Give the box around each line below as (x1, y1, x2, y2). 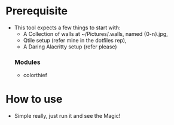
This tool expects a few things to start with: (14, 24, 121, 31)
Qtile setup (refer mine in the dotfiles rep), (23, 36, 127, 44)
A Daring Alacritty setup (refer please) (23, 43, 117, 50)
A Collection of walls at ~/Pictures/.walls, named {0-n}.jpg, (23, 30, 168, 37)
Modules (14, 58, 41, 66)
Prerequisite (5, 4, 68, 18)
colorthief (23, 72, 47, 79)
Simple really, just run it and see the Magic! (14, 112, 121, 120)
